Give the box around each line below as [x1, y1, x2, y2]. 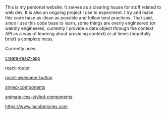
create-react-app [5, 55, 41, 61]
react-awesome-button [5, 75, 53, 80]
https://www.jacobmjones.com [5, 104, 68, 109]
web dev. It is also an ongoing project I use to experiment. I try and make [5, 9, 154, 15]
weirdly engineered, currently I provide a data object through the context [5, 25, 154, 31]
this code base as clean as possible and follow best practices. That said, [5, 15, 153, 20]
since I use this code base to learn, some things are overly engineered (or [5, 20, 156, 26]
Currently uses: [5, 46, 37, 51]
